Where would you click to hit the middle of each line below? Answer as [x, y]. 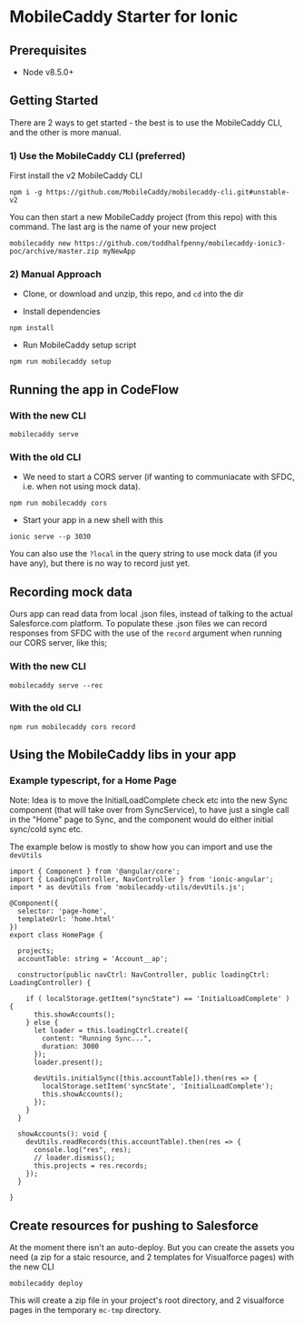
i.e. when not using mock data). [81, 486]
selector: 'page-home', [62, 911]
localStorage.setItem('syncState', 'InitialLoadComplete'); [158, 1087]
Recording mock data [71, 592]
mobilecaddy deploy [46, 1284]
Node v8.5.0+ [48, 72]
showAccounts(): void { [62, 1134]
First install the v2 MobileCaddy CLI [76, 176]
